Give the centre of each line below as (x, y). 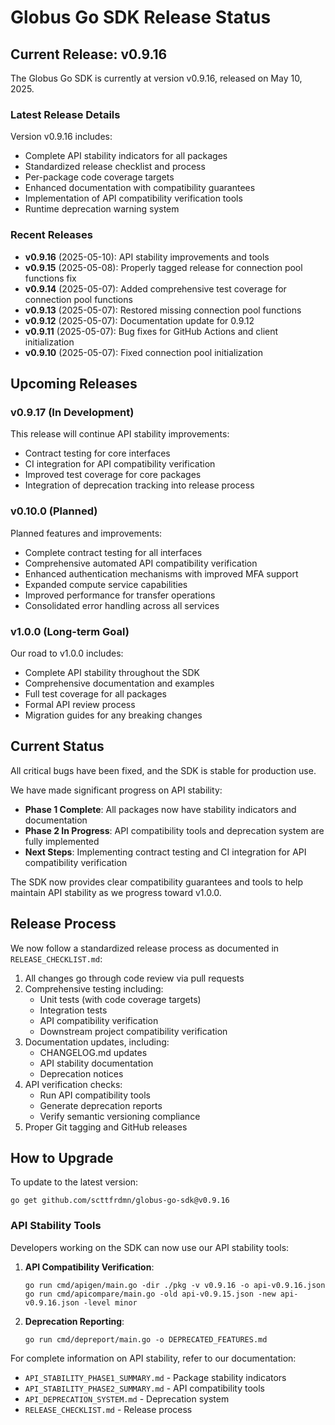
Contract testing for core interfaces (97, 453)
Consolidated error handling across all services (122, 605)
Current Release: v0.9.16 (89, 54)
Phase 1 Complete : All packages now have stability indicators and (160, 809)
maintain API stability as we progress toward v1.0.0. (116, 892)
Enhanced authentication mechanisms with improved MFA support (161, 573)
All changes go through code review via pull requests (134, 978)
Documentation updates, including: (97, 1042)
